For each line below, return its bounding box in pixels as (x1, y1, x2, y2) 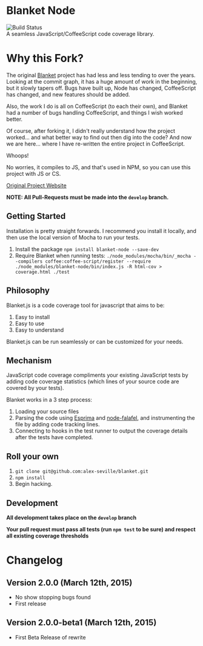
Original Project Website (6, 181, 67, 189)
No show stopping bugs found (15, 593, 91, 601)
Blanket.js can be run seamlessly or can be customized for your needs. (6, 338, 184, 345)
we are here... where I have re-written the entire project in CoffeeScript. (6, 140, 185, 147)
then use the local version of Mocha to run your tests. (6, 234, 140, 241)
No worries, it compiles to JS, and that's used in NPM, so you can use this (6, 163, 191, 170)
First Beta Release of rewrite (15, 633, 86, 641)
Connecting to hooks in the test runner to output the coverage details (15, 427, 188, 434)
